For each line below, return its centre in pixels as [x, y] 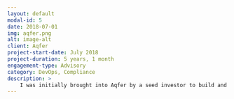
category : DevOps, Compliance [51, 72]
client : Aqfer [28, 46]
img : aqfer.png [29, 33]
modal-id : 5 [25, 20]
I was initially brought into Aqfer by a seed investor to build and [124, 85]
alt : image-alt [29, 40]
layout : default [31, 14]
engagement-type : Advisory [47, 66]
